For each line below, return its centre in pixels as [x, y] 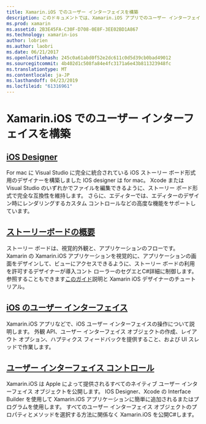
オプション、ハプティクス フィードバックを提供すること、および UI [103, 339]
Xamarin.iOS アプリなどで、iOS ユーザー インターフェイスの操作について [98, 324]
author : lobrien [27, 41]
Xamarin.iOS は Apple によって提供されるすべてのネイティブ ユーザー [93, 384]
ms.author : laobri [30, 47]
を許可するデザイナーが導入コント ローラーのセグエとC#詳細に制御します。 [102, 271]
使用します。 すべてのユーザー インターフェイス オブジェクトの [112, 407]
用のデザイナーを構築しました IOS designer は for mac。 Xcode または [95, 180]
